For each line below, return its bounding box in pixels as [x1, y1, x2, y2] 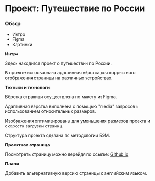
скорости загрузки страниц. [5, 123, 64, 129]
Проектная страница [5, 142, 50, 148]
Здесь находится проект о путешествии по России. [5, 60, 112, 66]
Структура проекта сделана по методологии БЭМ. [5, 132, 110, 139]
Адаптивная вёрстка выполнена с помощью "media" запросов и [5, 103, 139, 109]
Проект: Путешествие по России [5, 3, 145, 14]
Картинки [12, 42, 33, 48]
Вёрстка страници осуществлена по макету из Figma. [5, 94, 117, 100]
